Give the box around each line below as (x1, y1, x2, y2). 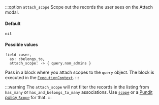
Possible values (5, 42, 38, 47)
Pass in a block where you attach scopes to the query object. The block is (5, 69, 154, 75)
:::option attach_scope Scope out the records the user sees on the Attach (5, 4, 153, 10)
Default (5, 21, 21, 26)
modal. (5, 9, 19, 15)
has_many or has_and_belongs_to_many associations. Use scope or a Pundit (5, 89, 153, 95)
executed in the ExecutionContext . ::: (5, 75, 79, 81)
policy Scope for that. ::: (5, 95, 52, 101)
